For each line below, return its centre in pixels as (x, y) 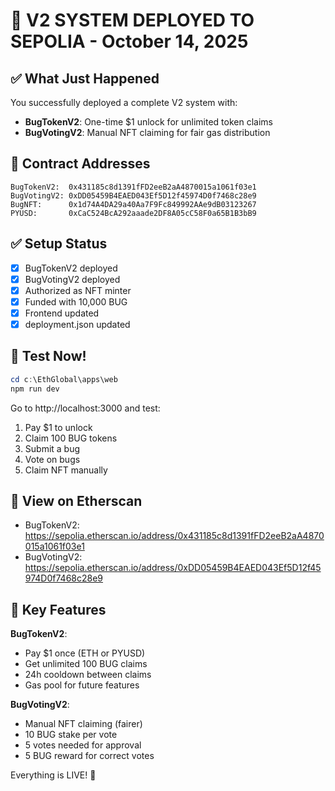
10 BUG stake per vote (71, 735)
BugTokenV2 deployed (71, 268)
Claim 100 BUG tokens (71, 438)
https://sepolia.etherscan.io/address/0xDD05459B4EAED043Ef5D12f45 (173, 568)
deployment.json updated (77, 324)
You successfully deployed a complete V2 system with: (124, 102)
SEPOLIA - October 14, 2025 (129, 41)
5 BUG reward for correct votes (89, 756)
